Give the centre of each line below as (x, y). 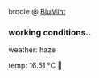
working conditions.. (50, 32)
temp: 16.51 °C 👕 (35, 66)
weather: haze (32, 50)
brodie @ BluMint (37, 12)
